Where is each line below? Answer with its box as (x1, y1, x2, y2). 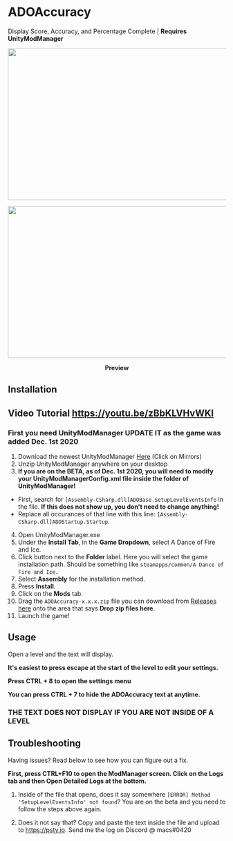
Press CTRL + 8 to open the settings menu (8, 676, 131, 685)
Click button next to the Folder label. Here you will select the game (17, 553, 208, 561)
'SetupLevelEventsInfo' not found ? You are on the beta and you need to (17, 797, 226, 806)
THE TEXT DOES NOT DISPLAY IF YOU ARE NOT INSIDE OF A (8, 707, 214, 717)
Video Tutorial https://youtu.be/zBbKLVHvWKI (8, 407, 214, 419)
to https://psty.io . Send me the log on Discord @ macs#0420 (17, 825, 192, 834)
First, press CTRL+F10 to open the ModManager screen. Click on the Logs (8, 769, 224, 777)
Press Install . (17, 582, 56, 590)
